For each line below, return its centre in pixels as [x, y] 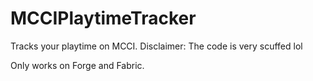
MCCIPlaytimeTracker [103, 18]
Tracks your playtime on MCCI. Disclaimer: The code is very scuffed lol [156, 46]
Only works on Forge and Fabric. [77, 65]
